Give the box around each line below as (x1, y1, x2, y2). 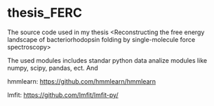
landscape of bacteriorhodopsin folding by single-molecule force (7, 35, 196, 43)
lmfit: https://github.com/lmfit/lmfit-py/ (7, 91, 119, 99)
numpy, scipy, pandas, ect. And (7, 63, 98, 72)
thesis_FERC (7, 5, 83, 21)
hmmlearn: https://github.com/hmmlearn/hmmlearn (7, 77, 156, 85)
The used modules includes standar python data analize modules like (7, 56, 208, 64)
